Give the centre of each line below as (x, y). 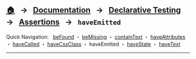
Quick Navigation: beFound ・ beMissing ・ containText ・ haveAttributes (96, 36)
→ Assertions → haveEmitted (64, 22)
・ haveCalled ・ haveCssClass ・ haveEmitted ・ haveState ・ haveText (93, 44)
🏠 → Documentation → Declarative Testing (94, 10)
